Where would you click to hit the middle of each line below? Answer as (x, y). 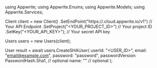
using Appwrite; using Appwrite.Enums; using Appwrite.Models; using (75, 7)
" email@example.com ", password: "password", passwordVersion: (71, 55)
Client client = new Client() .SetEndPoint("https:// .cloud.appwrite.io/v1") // (79, 21)
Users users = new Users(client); (38, 41)
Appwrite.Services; (24, 12)
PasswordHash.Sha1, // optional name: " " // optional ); (59, 61)
